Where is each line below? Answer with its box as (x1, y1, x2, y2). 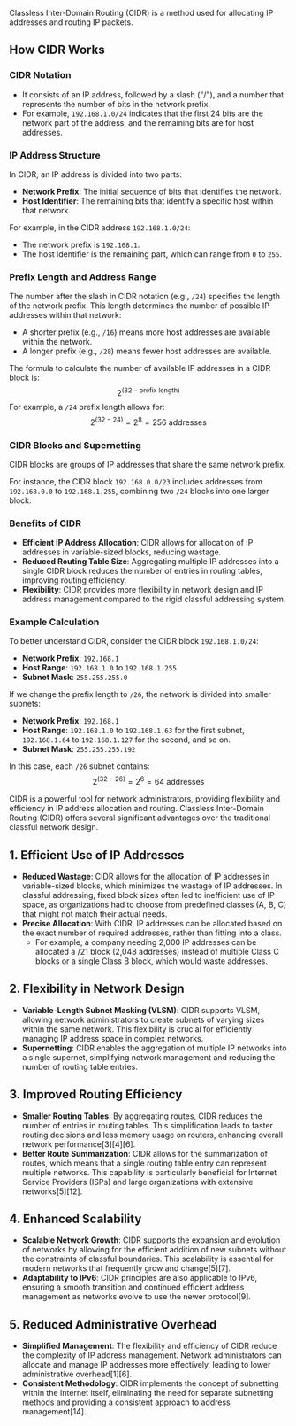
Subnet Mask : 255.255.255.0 (21, 672, 128, 683)
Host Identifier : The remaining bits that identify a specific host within (21, 195, 274, 206)
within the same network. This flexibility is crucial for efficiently (21, 1023, 252, 1035)
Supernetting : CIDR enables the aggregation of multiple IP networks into (21, 1042, 287, 1053)
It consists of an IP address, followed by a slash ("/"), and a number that (21, 89, 285, 100)
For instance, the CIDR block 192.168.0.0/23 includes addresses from (9, 476, 263, 486)
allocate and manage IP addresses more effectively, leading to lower (21, 1360, 271, 1370)
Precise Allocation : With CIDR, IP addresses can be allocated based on (21, 918, 283, 928)
